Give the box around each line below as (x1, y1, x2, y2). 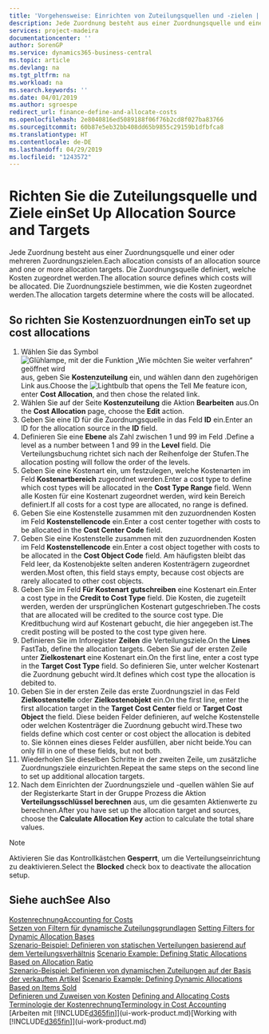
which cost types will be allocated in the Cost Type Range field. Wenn (20, 483, 252, 492)
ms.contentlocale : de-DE (9, 137, 92, 146)
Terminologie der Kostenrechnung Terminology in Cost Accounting (9, 1000, 227, 1009)
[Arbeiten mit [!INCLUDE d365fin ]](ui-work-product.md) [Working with (9, 1008, 238, 1017)
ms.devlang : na (9, 64, 60, 72)
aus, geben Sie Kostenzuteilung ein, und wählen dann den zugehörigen (20, 372, 259, 382)
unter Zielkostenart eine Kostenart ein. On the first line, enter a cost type (20, 653, 259, 662)
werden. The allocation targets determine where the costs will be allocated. (9, 290, 255, 300)
